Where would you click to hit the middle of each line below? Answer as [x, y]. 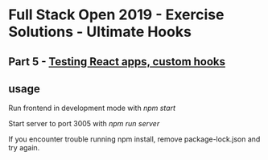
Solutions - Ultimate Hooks [100, 32]
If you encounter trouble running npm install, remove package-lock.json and [134, 139]
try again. [24, 148]
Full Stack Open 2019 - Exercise [116, 15]
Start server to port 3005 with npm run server [84, 124]
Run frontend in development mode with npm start [92, 108]
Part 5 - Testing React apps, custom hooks [117, 62]
